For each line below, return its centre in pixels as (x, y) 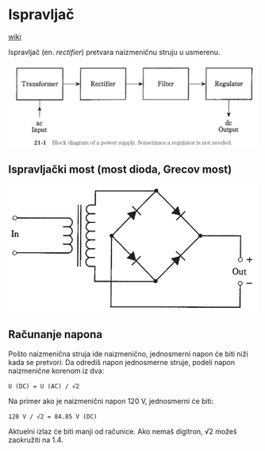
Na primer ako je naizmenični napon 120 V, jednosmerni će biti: (111, 401)
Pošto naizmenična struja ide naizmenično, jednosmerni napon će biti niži (128, 354)
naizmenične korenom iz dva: (56, 371)
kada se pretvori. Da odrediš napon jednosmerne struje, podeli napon (122, 362)
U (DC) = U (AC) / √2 (44, 386)
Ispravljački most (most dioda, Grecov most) (120, 170)
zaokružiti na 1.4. (36, 440)
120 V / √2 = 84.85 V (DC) (53, 416)
